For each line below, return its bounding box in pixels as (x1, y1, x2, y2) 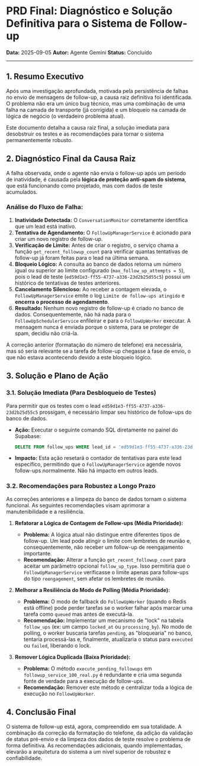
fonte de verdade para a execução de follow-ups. (23, 677, 145, 684)
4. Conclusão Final (6, 707, 76, 717)
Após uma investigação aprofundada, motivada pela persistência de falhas (6, 87, 188, 94)
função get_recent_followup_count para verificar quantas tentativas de (14, 247, 188, 255)
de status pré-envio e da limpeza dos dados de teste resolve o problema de (6, 735, 191, 742)
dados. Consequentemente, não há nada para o (14, 311, 131, 318)
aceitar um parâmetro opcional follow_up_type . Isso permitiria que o (23, 562, 191, 569)
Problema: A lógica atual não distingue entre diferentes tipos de (23, 531, 180, 538)
